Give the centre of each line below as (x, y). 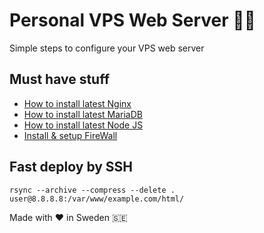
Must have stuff (60, 79)
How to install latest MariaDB (83, 114)
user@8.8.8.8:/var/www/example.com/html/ (97, 199)
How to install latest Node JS (83, 125)
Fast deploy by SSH (71, 167)
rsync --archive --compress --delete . (92, 190)
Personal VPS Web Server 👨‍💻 (132, 20)
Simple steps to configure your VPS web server (107, 48)
